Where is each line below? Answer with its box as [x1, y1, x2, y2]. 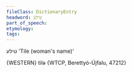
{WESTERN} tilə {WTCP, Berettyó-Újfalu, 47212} [6, 59, 127, 67]
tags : [6, 31, 20, 37]
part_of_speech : [6, 20, 47, 26]
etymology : [6, 25, 34, 32]
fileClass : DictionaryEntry [6, 8, 78, 15]
